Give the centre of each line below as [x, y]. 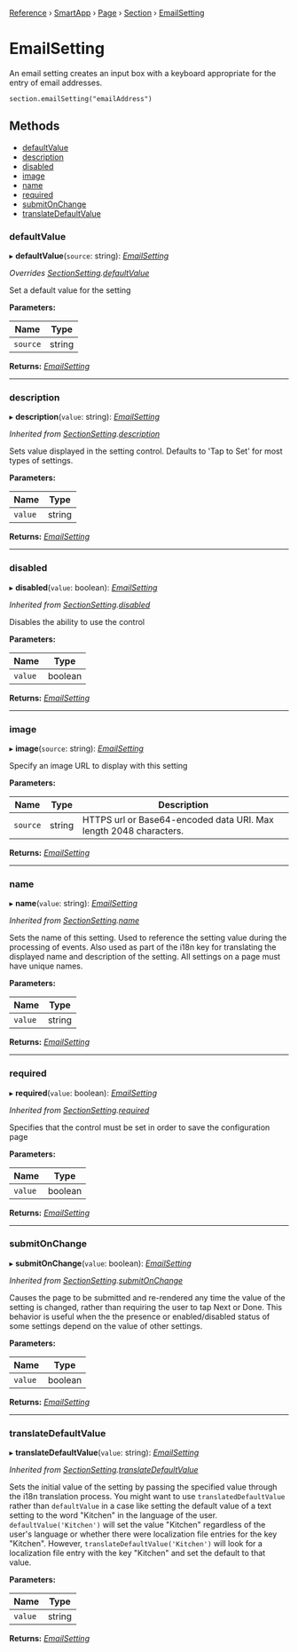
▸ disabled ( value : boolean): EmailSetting [83, 587]
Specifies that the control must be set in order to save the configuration [140, 1127]
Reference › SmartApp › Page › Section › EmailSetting [107, 13]
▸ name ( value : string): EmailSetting [74, 904]
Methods [35, 126]
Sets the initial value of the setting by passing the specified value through [143, 1487]
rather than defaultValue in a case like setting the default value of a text [141, 1506]
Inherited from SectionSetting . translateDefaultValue [104, 1470]
